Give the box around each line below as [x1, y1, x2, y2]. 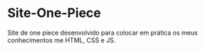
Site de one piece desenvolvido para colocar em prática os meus [7, 28, 198, 37]
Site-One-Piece [7, 5, 102, 21]
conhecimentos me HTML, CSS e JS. [7, 35, 116, 44]
